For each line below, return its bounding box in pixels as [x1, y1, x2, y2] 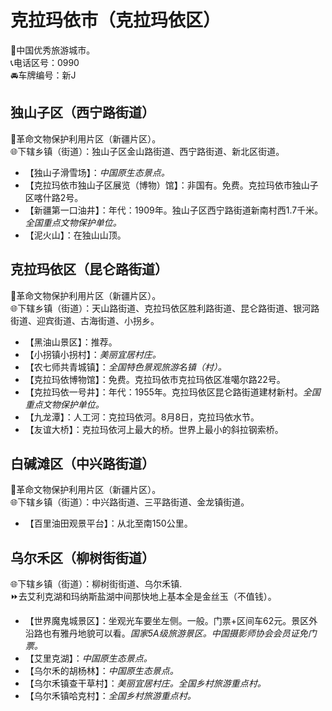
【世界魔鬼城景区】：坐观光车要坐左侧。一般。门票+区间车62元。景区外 [24, 615, 318, 627]
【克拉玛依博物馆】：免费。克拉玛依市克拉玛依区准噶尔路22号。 [24, 373, 286, 385]
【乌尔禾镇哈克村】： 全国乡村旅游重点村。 [24, 690, 197, 702]
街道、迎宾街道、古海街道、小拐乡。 [10, 314, 160, 326]
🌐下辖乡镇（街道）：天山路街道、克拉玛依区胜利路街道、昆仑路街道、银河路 [10, 302, 320, 314]
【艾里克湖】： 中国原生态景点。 [24, 652, 153, 665]
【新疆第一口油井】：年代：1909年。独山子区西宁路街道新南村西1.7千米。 [24, 204, 324, 216]
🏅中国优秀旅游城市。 [10, 44, 96, 56]
